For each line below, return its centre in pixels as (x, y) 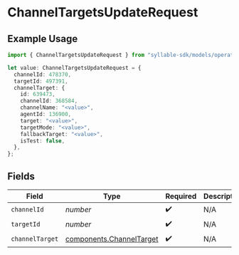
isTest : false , (43, 141)
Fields (21, 176)
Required (181, 196)
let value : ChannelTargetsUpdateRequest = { (74, 68)
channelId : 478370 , (43, 74)
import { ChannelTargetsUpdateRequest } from (76, 55)
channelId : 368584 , (49, 101)
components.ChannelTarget (112, 239)
